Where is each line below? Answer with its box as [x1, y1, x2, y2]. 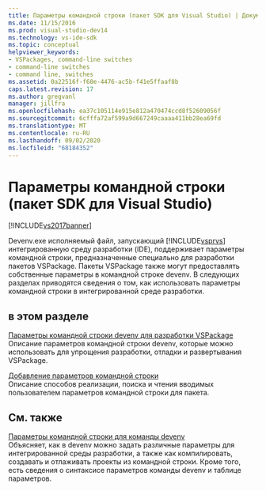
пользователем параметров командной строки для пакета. [8, 388, 210, 398]
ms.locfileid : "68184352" [8, 144, 93, 152]
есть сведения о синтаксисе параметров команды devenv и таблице [8, 465, 241, 474]
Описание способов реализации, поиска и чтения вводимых [8, 380, 215, 389]
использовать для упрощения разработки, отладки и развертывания [8, 347, 242, 357]
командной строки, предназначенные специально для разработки [8, 253, 235, 262]
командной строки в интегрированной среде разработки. [8, 286, 204, 296]
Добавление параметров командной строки [8, 371, 159, 380]
